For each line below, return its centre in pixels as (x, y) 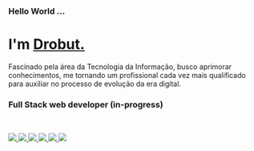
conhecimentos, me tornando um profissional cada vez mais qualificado (127, 75)
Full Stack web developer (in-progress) (86, 104)
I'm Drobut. (47, 45)
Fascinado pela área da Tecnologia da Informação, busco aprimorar (120, 67)
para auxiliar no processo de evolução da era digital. (95, 84)
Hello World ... (37, 11)
